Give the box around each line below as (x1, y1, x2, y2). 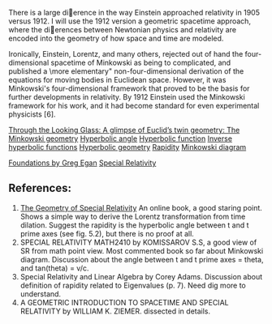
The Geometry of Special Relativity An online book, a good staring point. (19, 202, 262, 212)
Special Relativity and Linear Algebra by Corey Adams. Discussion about (19, 271, 263, 281)
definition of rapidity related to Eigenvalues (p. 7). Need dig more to (19, 280, 246, 290)
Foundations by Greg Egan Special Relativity (8, 158, 157, 168)
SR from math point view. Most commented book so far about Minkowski (19, 245, 264, 255)
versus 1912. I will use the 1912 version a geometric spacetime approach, (8, 16, 252, 26)
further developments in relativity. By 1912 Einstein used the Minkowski (8, 92, 245, 101)
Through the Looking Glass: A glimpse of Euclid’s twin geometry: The (8, 126, 240, 134)
